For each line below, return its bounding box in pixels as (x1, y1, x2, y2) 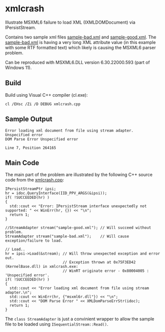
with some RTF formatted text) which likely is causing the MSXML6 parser (5, 44, 156, 50)
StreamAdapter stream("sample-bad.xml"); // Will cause (5, 234, 129, 239)
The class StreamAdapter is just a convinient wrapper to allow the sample (5, 316, 155, 322)
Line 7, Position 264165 (5, 145, 56, 150)
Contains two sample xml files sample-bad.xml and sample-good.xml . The (5, 34, 157, 40)
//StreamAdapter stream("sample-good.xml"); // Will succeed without (5, 225, 152, 230)
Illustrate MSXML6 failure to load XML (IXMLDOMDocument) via (5, 19, 136, 25)
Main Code (5, 158, 40, 167)
